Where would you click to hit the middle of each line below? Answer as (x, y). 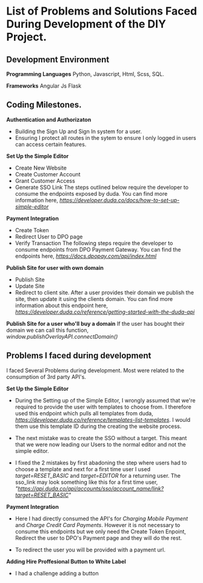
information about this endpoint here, (61, 305)
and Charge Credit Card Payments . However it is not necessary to (98, 525)
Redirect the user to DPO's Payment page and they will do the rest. (98, 538)
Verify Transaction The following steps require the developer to (94, 243)
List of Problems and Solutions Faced (102, 11)
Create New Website (41, 168)
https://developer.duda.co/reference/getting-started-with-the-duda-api (105, 312)
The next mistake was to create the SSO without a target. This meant (101, 438)
